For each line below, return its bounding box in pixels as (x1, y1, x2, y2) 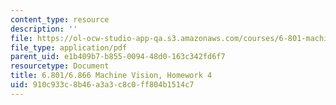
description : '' (10, 24, 78, 34)
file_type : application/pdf (10, 42, 128, 53)
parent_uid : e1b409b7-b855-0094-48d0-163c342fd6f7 (10, 52, 226, 62)
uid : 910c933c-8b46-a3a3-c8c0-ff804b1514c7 (10, 80, 195, 90)
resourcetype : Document (10, 61, 110, 71)
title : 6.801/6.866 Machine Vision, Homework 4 (10, 71, 213, 81)
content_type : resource (10, 14, 110, 25)
